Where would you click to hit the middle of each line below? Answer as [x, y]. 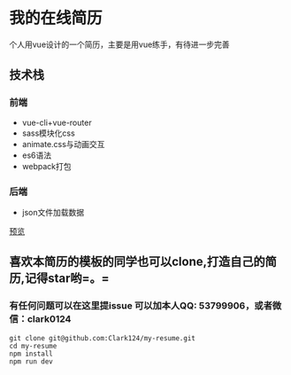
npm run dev [31, 361]
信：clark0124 [40, 319]
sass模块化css [48, 133]
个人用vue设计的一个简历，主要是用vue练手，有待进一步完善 [119, 44]
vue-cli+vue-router [57, 122]
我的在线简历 [56, 18]
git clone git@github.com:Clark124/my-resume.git [103, 338]
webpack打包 [46, 166]
